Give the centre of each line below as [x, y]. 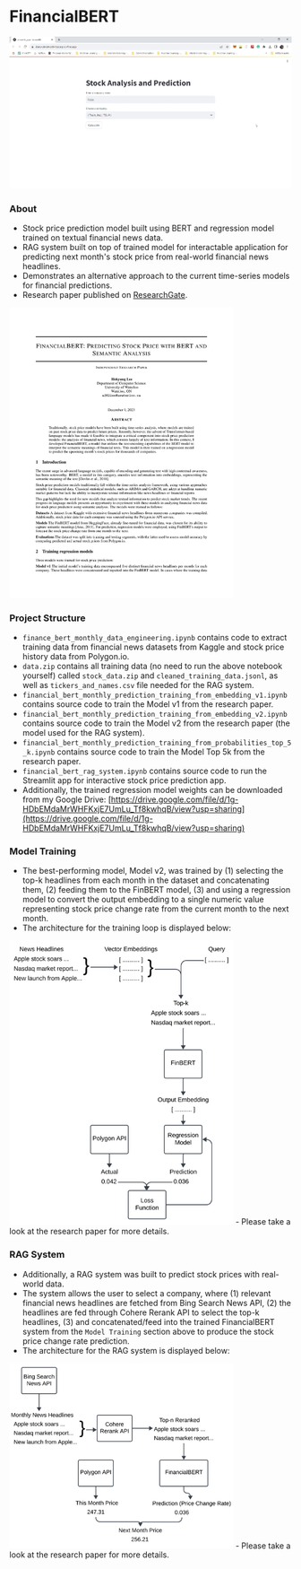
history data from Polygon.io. [76, 657]
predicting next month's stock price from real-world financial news [145, 257]
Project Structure [47, 618]
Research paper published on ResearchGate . [105, 295]
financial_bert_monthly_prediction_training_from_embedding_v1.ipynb [155, 696]
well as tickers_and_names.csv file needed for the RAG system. [138, 685]
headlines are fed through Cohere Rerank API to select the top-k [141, 1312]
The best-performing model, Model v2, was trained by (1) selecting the [153, 871]
